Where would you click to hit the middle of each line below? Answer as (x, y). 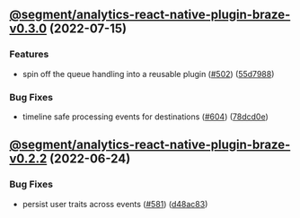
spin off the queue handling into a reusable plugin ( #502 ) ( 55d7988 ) (148, 74)
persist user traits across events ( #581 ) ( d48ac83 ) (115, 204)
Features (29, 55)
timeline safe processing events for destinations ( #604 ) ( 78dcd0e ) (146, 117)
